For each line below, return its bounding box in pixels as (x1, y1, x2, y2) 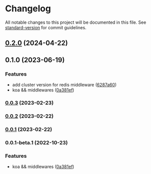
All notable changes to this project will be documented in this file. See (5, 19, 147, 25)
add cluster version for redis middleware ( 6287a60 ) (12, 82, 117, 88)
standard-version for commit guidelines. (5, 24, 87, 30)
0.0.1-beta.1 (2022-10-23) (5, 139, 68, 146)
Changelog (5, 3, 51, 14)
